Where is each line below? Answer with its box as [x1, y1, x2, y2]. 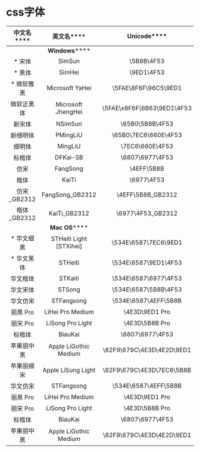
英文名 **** [52, 32, 86, 41]
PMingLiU [55, 131, 83, 139]
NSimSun [56, 119, 82, 128]
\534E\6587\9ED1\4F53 [112, 258, 183, 266]
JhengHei [55, 107, 83, 116]
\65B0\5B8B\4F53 [120, 119, 174, 128]
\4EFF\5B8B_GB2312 [117, 190, 177, 199]
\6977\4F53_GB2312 [116, 209, 178, 217]
